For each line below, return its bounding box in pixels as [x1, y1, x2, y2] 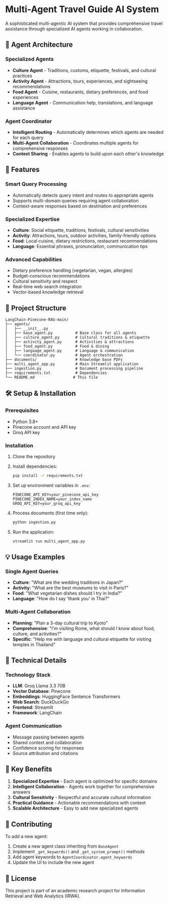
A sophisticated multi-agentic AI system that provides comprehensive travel [5, 20, 163, 26]
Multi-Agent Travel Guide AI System [5, 4, 159, 15]
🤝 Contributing [5, 820, 52, 828]
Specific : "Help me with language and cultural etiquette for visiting [12, 636, 152, 642]
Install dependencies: [12, 463, 58, 469]
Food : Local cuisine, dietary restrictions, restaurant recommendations [12, 237, 158, 244]
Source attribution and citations [12, 750, 78, 756]
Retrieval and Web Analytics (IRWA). [5, 893, 81, 899]
